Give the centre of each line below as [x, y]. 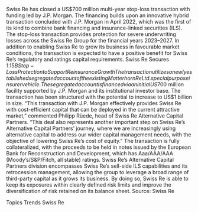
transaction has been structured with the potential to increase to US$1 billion [99, 97]
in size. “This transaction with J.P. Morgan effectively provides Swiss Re [94, 103]
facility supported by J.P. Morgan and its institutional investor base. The [94, 91]
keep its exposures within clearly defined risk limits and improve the [89, 185]
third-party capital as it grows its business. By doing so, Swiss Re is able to [98, 178]
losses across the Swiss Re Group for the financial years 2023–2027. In [93, 40]
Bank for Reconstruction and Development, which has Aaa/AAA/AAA [90, 153]
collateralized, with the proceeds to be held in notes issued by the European [98, 147]
